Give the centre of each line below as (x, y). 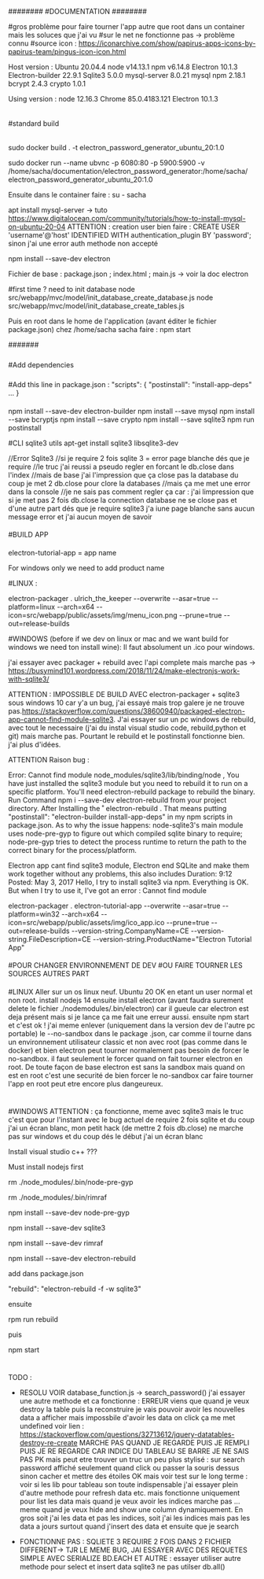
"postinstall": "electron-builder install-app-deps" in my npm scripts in (121, 817)
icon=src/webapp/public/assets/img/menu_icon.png (93, 615)
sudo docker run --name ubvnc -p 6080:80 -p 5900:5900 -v (107, 163)
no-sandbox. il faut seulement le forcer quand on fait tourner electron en (125, 1058)
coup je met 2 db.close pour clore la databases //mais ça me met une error (129, 483)
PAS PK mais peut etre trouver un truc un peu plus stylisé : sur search (132, 1459)
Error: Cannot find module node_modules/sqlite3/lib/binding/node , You (124, 775)
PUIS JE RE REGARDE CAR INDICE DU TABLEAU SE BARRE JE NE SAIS (134, 1452)
